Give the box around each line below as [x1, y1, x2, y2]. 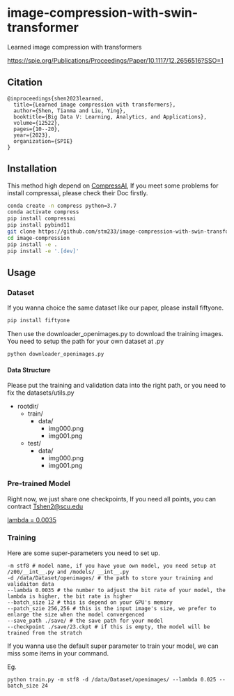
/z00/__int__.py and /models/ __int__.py [7, 568, 130, 575]
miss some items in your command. [7, 649, 109, 657]
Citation [7, 77, 43, 89]
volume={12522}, [13, 119, 61, 126]
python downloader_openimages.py [7, 351, 104, 358]
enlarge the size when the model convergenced [7, 611, 145, 618]
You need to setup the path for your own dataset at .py [7, 337, 164, 346]
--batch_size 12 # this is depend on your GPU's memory [7, 598, 173, 606]
